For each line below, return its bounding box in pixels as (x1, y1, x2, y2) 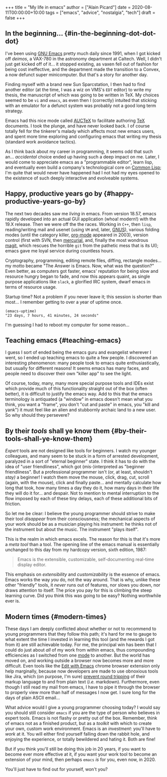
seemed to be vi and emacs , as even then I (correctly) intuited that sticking (5, 97, 157, 103)
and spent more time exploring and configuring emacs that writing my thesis (5, 133, 162, 139)
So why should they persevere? (5, 412, 70, 418)
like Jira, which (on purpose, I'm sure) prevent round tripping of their (5, 674, 146, 680)
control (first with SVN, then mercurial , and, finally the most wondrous (5, 237, 148, 243)
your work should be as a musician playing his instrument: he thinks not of (5, 521, 158, 527)
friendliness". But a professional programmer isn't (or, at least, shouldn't (5, 469, 153, 475)
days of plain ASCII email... (5, 695, 60, 701)
